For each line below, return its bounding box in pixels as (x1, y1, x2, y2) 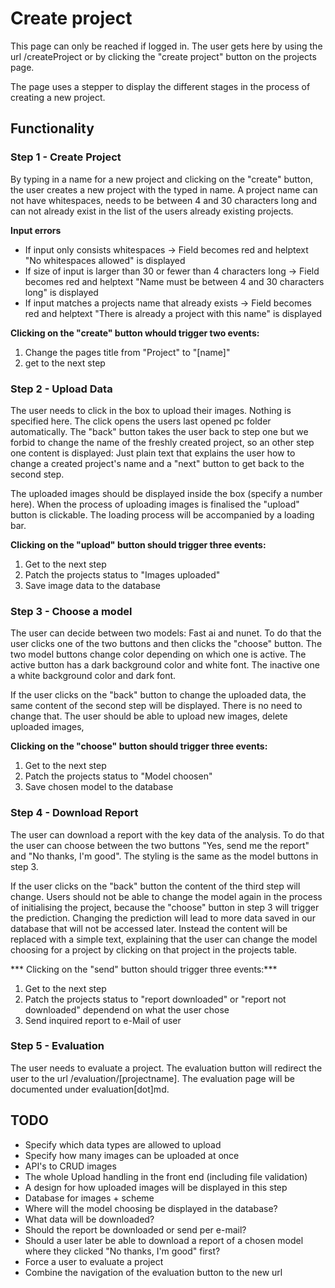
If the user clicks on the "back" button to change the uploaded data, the (10, 689, 307, 701)
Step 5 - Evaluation (10, 1039, 105, 1053)
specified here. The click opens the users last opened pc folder (10, 415, 272, 427)
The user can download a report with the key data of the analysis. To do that (10, 828, 325, 841)
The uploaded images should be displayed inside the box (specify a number (10, 487, 323, 499)
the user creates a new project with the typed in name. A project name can (10, 183, 318, 196)
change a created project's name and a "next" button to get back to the (10, 457, 305, 469)
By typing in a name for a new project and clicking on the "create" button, (10, 173, 313, 185)
